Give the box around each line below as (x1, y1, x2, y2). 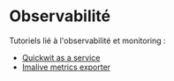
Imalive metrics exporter (21, 62, 111, 72)
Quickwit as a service (21, 52, 101, 63)
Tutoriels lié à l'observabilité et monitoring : (9, 35, 166, 46)
